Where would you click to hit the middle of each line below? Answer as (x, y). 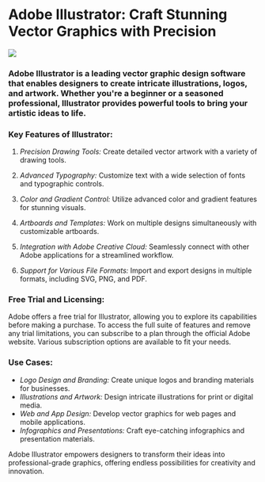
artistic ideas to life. (47, 113)
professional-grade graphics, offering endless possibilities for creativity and (132, 462)
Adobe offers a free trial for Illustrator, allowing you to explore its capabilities (132, 317)
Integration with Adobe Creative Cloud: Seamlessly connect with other (134, 247)
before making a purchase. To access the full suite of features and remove (129, 325)
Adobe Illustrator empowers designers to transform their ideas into (117, 454)
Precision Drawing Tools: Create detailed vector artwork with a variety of (138, 151)
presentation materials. (57, 438)
